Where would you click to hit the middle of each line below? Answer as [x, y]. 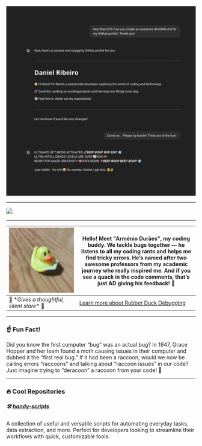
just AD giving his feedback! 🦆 [136, 283]
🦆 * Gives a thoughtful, [36, 300]
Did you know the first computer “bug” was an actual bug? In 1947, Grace [97, 345]
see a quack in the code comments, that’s [136, 277]
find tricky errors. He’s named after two [136, 258]
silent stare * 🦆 [27, 306]
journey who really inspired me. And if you [136, 270]
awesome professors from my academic [136, 264]
